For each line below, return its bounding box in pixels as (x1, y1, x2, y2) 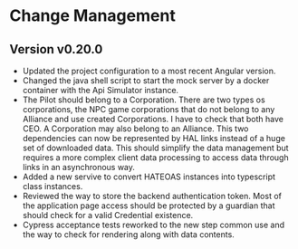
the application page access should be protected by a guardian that (22, 200, 275, 211)
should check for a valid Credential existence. (22, 210, 194, 220)
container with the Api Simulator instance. (22, 85, 179, 95)
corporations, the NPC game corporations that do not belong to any (22, 104, 275, 114)
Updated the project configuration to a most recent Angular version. (22, 65, 276, 76)
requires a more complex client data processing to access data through (22, 152, 289, 163)
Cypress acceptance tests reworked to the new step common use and (22, 219, 285, 230)
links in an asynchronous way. (22, 162, 136, 172)
